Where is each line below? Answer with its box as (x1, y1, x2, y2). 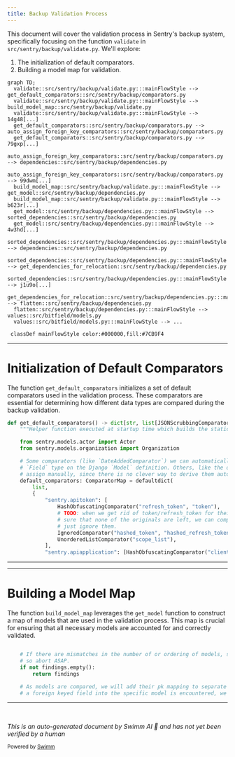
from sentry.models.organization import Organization (20, 445, 180, 452)
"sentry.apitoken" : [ (44, 497, 108, 504)
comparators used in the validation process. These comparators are (7, 390, 203, 400)
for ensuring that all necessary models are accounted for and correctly (7, 624, 211, 632)
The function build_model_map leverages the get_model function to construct (7, 609, 226, 618)
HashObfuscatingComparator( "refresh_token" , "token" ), (57, 503, 220, 510)
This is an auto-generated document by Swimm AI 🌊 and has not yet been (7, 723, 222, 731)
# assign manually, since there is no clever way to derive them (20, 470, 215, 477)
